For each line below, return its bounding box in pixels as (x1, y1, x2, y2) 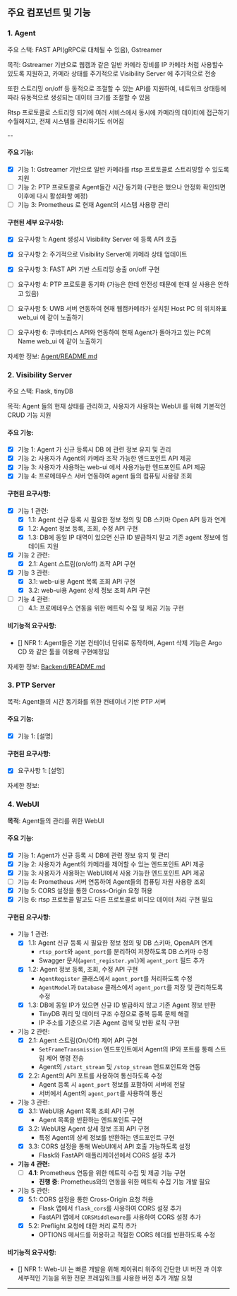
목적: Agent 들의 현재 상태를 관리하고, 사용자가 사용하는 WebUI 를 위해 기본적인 (7, 401, 226, 410)
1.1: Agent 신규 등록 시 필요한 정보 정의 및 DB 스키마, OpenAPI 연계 (28, 938, 213, 947)
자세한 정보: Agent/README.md (7, 352, 97, 360)
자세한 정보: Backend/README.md (7, 662, 106, 671)
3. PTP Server (7, 681, 56, 690)
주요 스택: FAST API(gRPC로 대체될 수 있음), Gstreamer (7, 45, 162, 54)
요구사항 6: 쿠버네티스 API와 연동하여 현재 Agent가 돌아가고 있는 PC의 (17, 328, 212, 336)
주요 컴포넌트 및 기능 (7, 6, 91, 19)
